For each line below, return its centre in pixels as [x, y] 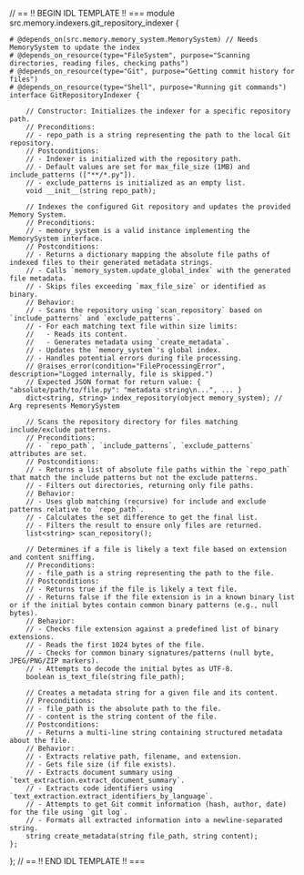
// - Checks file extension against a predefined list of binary [152, 629]
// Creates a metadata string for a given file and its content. [152, 693]
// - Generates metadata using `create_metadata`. [128, 342]
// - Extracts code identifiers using [99, 789]
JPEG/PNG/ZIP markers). [55, 661]
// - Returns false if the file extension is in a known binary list [161, 597]
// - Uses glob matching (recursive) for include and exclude [146, 502]
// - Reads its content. [77, 334]
